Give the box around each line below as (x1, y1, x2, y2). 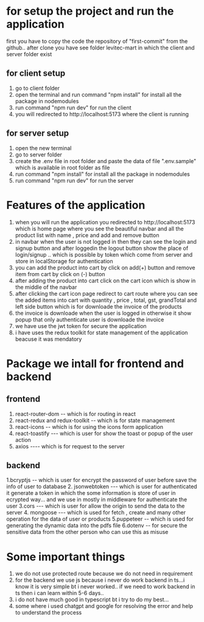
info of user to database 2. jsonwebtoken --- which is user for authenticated (6, 483, 197, 490)
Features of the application (6, 198, 146, 212)
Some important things (6, 550, 125, 563)
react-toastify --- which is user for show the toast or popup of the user (15, 430, 194, 437)
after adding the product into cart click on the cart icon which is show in (15, 277, 196, 284)
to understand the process (15, 609, 82, 617)
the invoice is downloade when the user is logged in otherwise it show (15, 309, 192, 316)
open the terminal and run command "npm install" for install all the (15, 90, 181, 98)
